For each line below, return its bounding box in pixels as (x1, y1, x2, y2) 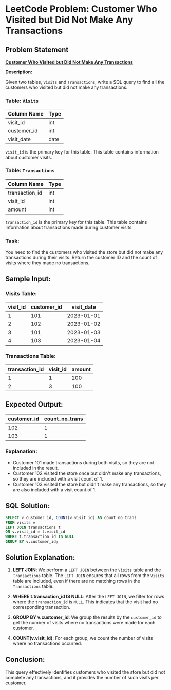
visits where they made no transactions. (5, 260, 90, 266)
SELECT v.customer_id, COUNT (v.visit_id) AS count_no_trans (5, 515, 137, 520)
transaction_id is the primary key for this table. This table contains (5, 219, 147, 225)
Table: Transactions (5, 167, 55, 175)
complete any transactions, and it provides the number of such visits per (5, 674, 159, 680)
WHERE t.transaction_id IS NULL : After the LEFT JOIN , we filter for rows (12, 593, 165, 599)
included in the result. (12, 465, 59, 471)
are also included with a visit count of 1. (12, 486, 97, 493)
